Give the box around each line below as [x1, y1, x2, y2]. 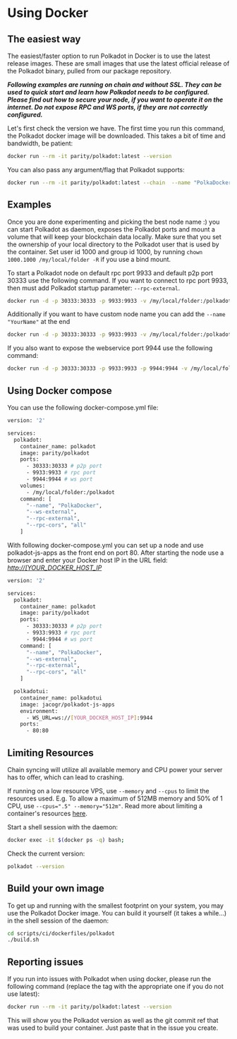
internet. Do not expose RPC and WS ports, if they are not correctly [7, 103, 208, 111]
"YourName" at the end [7, 318, 71, 326]
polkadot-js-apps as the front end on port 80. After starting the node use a [7, 548, 224, 557]
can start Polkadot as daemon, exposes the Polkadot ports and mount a [7, 224, 215, 234]
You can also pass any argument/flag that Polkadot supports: [7, 165, 185, 174]
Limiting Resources [7, 747, 94, 759]
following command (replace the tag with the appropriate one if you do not [7, 983, 224, 991]
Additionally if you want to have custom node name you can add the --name [7, 310, 226, 318]
